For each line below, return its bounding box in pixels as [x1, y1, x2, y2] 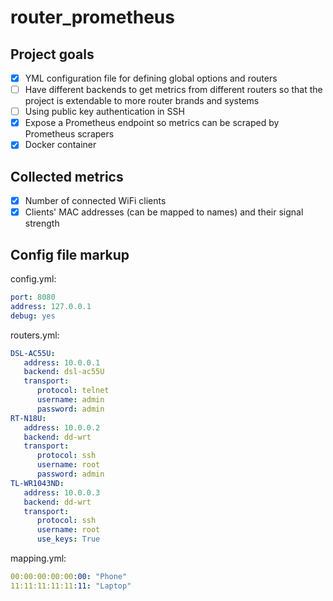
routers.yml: [10, 329, 60, 341]
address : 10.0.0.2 [23, 422, 101, 433]
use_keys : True [36, 534, 101, 545]
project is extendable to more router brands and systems [24, 95, 260, 107]
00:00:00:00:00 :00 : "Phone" [10, 572, 128, 582]
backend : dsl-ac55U [23, 367, 105, 377]
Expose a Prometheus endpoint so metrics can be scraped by [24, 117, 280, 129]
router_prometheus [10, 6, 175, 29]
